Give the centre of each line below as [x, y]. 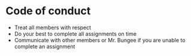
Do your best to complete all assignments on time [75, 33]
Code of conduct [48, 11]
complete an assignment [45, 46]
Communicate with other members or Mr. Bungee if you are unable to [100, 40]
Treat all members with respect [52, 27]
